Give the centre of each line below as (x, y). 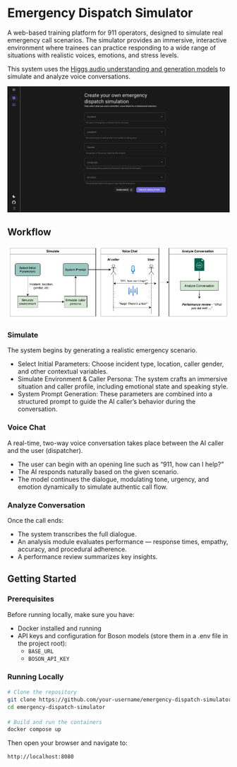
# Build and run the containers (55, 722)
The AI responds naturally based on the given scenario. (98, 471)
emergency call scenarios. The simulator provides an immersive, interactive (117, 40)
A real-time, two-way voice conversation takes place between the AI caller (116, 443)
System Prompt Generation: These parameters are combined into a (115, 394)
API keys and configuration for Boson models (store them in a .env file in (122, 635)
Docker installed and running (60, 628)
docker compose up (34, 729)
